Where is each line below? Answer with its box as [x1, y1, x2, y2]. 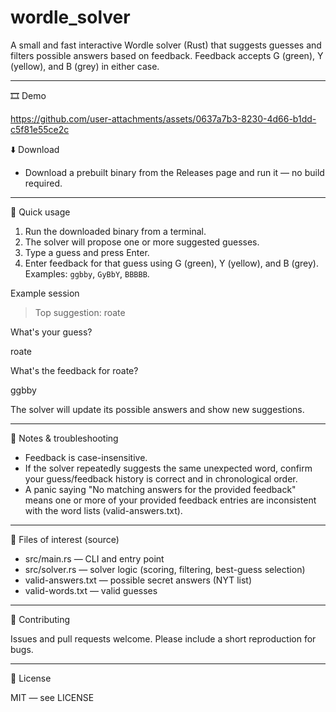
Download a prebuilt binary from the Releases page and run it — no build [24, 166, 325, 178]
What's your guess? [10, 326, 93, 338]
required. [24, 177, 63, 189]
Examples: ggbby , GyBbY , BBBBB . [24, 267, 150, 280]
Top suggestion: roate [34, 306, 126, 318]
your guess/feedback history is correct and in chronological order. [24, 472, 298, 485]
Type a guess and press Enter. [24, 246, 150, 258]
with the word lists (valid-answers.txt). [24, 504, 183, 516]
